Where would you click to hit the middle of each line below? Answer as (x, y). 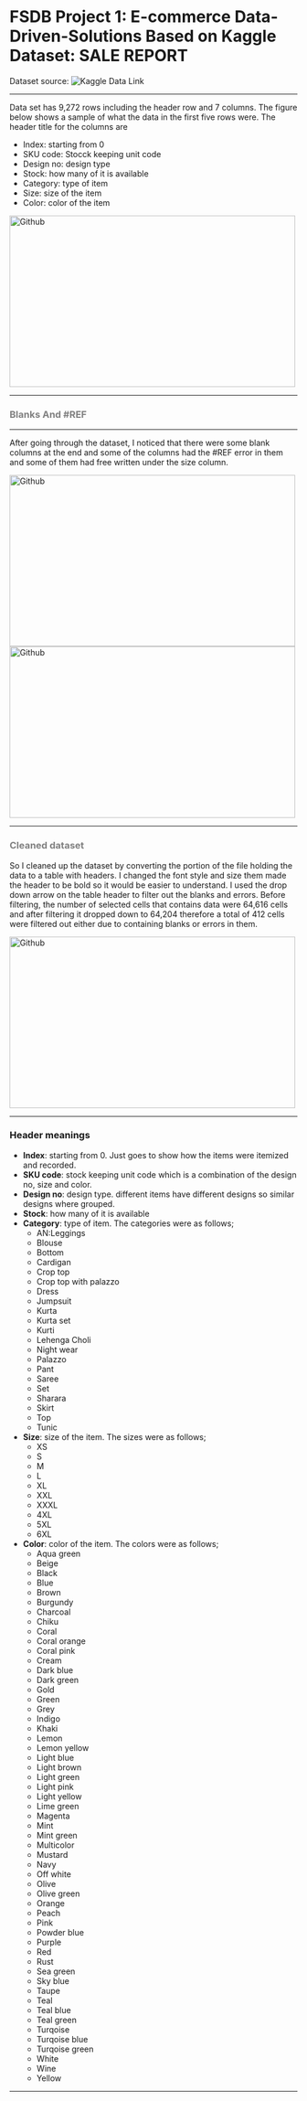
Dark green (58, 1680)
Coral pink (56, 1650)
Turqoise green (65, 2049)
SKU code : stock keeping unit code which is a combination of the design (159, 1174)
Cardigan (53, 1262)
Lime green (58, 1806)
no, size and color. (58, 1184)
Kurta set (53, 1320)
